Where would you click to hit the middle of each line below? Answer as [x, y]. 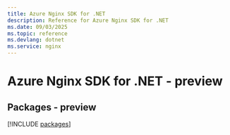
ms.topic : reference [38, 33]
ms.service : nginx [34, 46]
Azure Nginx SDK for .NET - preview [115, 81]
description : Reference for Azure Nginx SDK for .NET [88, 20]
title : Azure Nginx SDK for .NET [56, 14]
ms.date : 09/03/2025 [38, 27]
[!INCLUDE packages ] [39, 124]
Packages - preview [52, 107]
